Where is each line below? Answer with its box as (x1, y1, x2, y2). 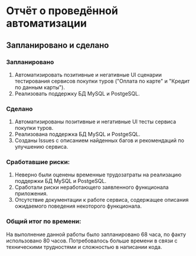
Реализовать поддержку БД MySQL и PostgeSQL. (14, 90, 140, 97)
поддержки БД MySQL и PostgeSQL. (14, 178, 107, 185)
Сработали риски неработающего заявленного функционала (14, 184, 169, 191)
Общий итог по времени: (6, 217, 81, 225)
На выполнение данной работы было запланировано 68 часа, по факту (6, 231, 187, 238)
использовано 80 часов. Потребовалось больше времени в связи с (6, 237, 178, 244)
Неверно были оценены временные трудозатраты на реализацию (14, 171, 182, 178)
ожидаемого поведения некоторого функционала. (14, 202, 142, 210)
